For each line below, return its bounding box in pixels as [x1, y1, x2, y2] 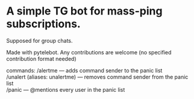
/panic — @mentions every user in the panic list [6, 86, 125, 93]
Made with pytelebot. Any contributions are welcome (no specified [6, 48, 172, 56]
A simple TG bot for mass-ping [6, 4, 163, 18]
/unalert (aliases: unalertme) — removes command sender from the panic [6, 73, 189, 80]
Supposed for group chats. [6, 37, 74, 44]
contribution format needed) [6, 55, 77, 62]
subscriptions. [6, 17, 81, 31]
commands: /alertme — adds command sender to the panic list [6, 66, 163, 74]
